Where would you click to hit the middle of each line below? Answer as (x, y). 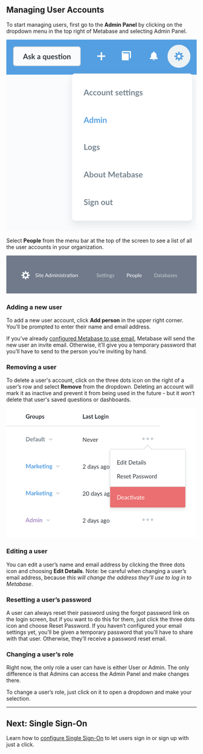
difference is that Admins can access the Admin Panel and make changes (98, 674)
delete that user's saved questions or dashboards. (69, 399)
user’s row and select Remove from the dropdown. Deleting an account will (100, 387)
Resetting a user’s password (49, 599)
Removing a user (31, 367)
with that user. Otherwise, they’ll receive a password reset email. (87, 639)
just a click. (20, 745)
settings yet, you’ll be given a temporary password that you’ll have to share (100, 632)
